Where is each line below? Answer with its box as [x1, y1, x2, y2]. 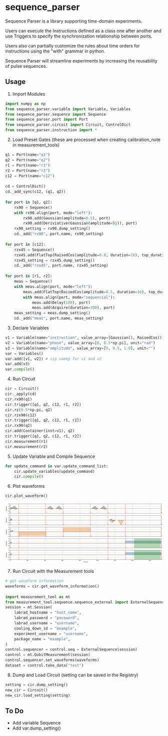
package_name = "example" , [14, 636, 70, 641]
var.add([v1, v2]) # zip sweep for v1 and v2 [5, 356, 101, 361]
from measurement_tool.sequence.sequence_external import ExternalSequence [5, 599, 166, 604]
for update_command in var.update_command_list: [5, 463, 108, 469]
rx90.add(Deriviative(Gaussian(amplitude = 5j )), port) [23, 221, 137, 226]
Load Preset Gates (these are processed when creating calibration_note [12, 137, 161, 143]
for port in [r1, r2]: [5, 274, 52, 279]
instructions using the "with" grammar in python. [5, 48, 105, 54]
